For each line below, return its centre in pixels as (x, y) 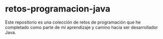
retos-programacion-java (58, 9)
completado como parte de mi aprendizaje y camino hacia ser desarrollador (81, 27)
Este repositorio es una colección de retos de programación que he (73, 22)
